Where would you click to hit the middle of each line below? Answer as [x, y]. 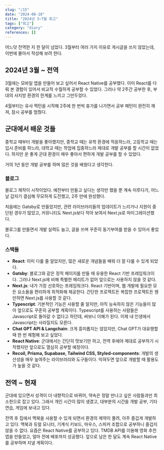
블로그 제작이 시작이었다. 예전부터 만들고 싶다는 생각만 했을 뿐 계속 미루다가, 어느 [82, 190]
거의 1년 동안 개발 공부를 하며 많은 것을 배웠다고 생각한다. [59, 164]
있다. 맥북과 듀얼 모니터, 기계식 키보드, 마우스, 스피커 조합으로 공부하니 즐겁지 [84, 424]
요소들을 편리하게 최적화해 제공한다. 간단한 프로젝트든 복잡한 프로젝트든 [85, 292]
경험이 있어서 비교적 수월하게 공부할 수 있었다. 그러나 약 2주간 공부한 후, [84, 89]
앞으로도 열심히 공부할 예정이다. [59, 347]
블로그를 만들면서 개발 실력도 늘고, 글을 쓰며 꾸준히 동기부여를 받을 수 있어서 [78, 229]
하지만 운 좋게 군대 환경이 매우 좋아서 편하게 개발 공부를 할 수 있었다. [77, 154]
